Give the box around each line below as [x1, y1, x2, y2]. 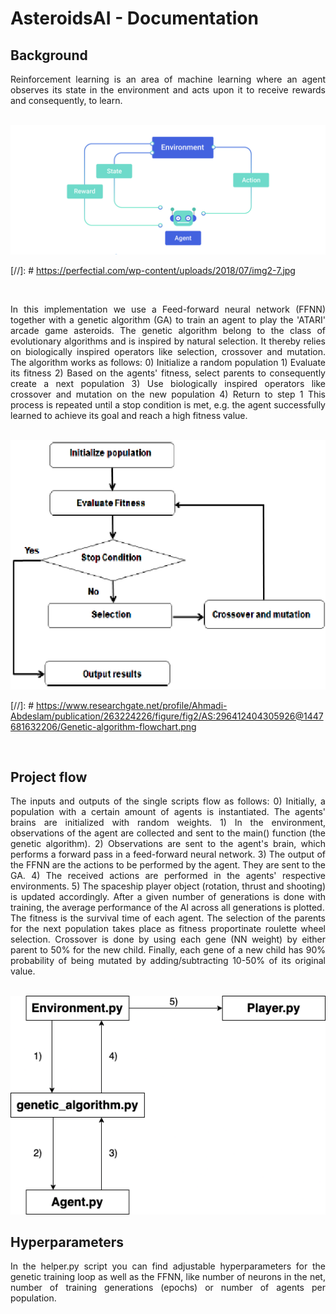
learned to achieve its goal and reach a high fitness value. [10, 409, 248, 421]
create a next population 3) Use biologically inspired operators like [10, 377, 326, 389]
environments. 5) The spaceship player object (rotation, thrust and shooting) [10, 880, 326, 892]
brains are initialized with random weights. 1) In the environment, [10, 817, 326, 829]
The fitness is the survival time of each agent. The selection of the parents [10, 912, 326, 924]
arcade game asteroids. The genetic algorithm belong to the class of [10, 324, 326, 336]
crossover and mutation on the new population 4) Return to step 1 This [10, 388, 326, 400]
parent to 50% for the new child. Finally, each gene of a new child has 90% [10, 944, 326, 956]
